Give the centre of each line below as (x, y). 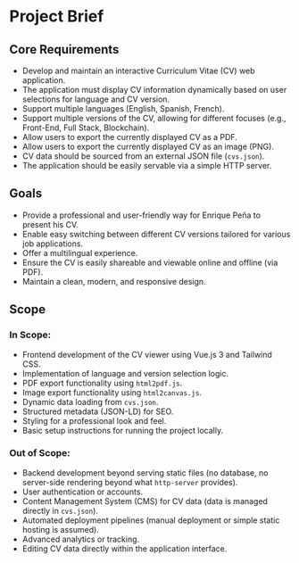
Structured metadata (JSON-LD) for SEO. (98, 411)
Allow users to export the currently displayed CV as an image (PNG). (148, 146)
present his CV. (50, 224)
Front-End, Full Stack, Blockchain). (86, 128)
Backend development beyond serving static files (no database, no (145, 472)
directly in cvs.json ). (60, 510)
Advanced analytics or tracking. (81, 539)
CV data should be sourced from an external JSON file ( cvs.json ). (143, 156)
